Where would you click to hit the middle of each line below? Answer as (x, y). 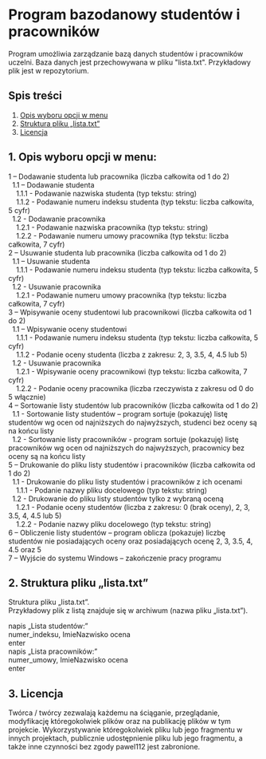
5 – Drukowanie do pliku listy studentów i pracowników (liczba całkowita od (132, 464)
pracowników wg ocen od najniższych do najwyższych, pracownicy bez (127, 448)
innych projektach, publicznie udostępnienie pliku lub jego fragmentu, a (125, 738)
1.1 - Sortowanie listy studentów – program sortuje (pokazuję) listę (120, 413)
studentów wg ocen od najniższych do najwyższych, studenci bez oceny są (133, 422)
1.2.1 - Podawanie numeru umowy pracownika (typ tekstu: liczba (121, 295)
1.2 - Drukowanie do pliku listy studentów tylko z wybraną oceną (118, 498)
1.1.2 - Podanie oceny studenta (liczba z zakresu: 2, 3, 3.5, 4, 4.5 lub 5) (131, 354)
